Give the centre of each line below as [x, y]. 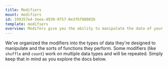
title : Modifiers [23, 10]
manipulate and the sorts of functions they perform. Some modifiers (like [81, 48]
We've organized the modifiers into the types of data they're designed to [80, 43]
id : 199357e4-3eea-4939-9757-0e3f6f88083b [50, 19]
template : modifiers [27, 24]
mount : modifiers [23, 15]
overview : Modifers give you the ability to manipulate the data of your [84, 29]
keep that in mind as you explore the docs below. [56, 59]
